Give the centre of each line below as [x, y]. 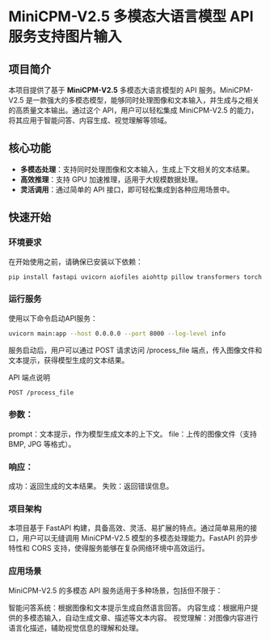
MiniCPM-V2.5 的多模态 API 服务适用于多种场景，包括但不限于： [116, 590]
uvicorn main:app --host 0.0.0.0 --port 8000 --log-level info [117, 333]
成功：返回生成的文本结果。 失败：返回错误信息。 [91, 486]
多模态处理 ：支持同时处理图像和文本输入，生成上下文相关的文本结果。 [137, 169]
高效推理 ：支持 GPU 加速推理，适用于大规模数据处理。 [111, 179]
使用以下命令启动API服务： [53, 318]
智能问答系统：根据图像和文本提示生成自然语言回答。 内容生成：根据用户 [130, 608]
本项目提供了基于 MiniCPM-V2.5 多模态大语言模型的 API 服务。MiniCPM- [131, 90]
